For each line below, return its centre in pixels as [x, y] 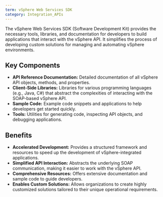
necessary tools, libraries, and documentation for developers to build [76, 34]
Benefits [19, 135]
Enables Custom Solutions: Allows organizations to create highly [80, 184]
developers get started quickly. [44, 109]
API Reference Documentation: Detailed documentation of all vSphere [85, 77]
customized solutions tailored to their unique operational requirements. [85, 190]
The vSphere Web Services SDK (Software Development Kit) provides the [81, 28]
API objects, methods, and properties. [51, 83]
